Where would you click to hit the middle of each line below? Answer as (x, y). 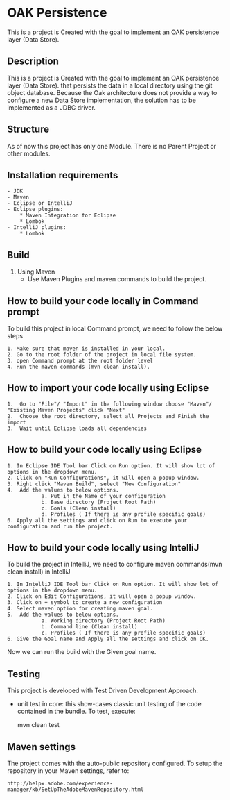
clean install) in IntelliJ (39, 572)
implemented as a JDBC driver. (51, 107)
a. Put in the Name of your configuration (104, 496)
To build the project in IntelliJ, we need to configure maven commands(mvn (115, 565)
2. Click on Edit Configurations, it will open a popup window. (102, 597)
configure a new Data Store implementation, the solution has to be (101, 100)
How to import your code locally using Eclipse (108, 388)
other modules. (29, 153)
